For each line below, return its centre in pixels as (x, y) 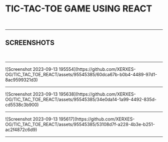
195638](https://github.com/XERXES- (97, 94)
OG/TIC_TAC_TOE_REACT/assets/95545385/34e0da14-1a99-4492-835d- (81, 99)
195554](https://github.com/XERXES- (97, 69)
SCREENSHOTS (30, 43)
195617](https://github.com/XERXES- (97, 119)
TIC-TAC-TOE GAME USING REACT (79, 9)
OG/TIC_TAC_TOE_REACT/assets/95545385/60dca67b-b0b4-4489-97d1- (81, 74)
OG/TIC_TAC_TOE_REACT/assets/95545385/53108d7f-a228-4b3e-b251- (80, 124)
